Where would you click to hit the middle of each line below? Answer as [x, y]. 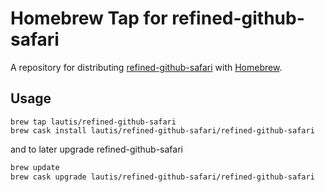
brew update [35, 167]
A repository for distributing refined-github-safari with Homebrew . [146, 67]
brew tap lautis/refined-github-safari [93, 122]
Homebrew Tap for [89, 18]
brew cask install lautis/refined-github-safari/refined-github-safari [162, 130]
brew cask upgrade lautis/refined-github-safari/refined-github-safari [162, 177]
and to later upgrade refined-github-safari [96, 149]
